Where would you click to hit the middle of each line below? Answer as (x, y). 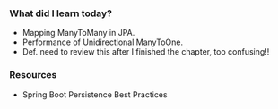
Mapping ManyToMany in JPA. (78, 33)
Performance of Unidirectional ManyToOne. (103, 42)
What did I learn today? (61, 13)
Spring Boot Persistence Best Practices (95, 94)
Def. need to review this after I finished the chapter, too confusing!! (146, 52)
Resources (33, 75)
